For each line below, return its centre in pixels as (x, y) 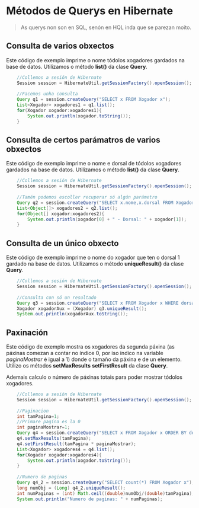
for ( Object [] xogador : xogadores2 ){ (61, 214)
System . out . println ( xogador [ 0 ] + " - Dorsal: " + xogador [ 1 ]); (107, 219)
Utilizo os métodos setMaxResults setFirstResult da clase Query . (87, 366)
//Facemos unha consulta (47, 94)
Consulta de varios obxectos (60, 46)
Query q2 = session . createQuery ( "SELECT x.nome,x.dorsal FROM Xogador (106, 203)
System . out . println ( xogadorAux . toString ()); (73, 314)
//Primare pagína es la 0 (49, 422)
